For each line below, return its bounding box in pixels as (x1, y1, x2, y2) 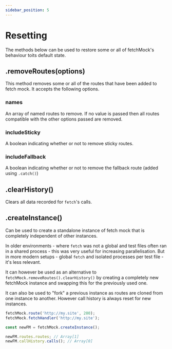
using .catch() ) (5, 170, 39, 177)
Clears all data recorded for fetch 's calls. (5, 199, 92, 205)
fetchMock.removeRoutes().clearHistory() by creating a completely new (5, 274, 159, 280)
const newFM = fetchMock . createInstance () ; (5, 324, 100, 330)
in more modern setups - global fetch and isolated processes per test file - (5, 254, 164, 260)
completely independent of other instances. (5, 232, 98, 239)
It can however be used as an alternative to (5, 269, 97, 275)
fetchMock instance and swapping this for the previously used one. (5, 280, 148, 286)
